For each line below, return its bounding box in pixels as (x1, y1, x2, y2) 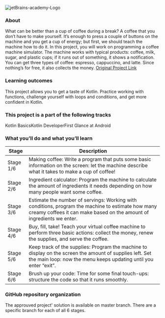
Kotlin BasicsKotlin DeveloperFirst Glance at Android (5, 122, 111, 128)
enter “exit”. (28, 262, 56, 269)
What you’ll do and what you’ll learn (5, 135, 93, 142)
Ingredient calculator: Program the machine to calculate (28, 176, 157, 183)
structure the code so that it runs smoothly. (28, 277, 129, 283)
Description (79, 148, 107, 155)
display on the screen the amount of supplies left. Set (28, 250, 152, 257)
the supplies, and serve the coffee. (28, 236, 109, 242)
